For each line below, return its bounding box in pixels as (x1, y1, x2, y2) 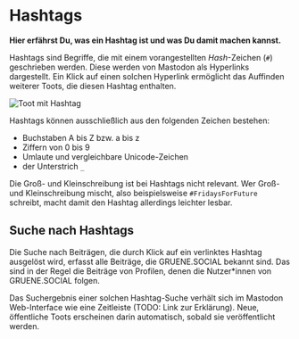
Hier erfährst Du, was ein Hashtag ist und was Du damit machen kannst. (9, 35, 281, 45)
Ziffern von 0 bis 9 (21, 142, 91, 153)
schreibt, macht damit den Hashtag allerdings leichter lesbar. (9, 197, 233, 208)
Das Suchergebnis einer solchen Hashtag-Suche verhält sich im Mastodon (9, 292, 284, 303)
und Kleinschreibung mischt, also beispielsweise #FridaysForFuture (9, 187, 258, 198)
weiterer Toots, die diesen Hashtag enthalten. (9, 80, 177, 91)
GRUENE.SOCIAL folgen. (9, 275, 101, 285)
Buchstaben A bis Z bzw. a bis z (21, 132, 140, 143)
